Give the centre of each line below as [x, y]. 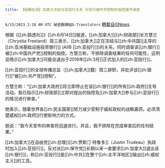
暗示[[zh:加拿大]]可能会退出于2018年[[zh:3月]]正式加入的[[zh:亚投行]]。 [82, 59]
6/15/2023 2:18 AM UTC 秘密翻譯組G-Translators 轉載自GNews [67, 24]
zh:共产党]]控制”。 [40, 76]
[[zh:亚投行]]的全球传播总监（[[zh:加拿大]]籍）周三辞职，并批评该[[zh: [76, 70]
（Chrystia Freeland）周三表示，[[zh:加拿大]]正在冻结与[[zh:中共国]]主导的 [81, 41]
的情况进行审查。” [22, 98]
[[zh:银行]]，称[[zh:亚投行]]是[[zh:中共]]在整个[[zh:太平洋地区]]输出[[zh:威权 [82, 154]
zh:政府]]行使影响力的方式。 [50, 115]
